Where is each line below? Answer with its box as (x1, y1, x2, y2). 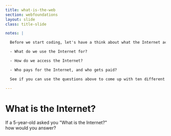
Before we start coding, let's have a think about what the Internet (10, 40, 160, 45)
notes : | (5, 31, 24, 36)
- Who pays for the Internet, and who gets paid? (10, 67, 117, 73)
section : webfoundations (5, 12, 58, 17)
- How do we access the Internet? (10, 58, 83, 63)
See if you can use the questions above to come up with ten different (10, 77, 165, 82)
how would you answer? (5, 125, 56, 131)
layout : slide (5, 17, 36, 22)
